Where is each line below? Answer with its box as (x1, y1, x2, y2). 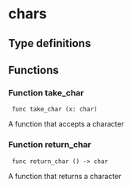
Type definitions (8, 37, 91, 50)
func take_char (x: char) (11, 105, 98, 114)
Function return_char (8, 139, 91, 150)
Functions (8, 63, 60, 76)
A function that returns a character (8, 171, 122, 181)
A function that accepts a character (8, 119, 125, 129)
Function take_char (8, 87, 84, 98)
